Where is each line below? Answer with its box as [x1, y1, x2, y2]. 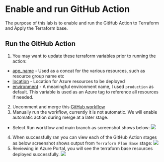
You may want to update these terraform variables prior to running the [12, 53, 156, 59]
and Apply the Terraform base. [5, 25, 68, 31]
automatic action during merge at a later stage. [12, 114, 108, 120]
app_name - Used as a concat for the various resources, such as [12, 68, 145, 74]
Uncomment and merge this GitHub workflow [12, 103, 105, 110]
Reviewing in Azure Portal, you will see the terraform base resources [12, 145, 153, 151]
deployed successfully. [12, 151, 60, 157]
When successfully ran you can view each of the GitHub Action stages [12, 134, 157, 140]
